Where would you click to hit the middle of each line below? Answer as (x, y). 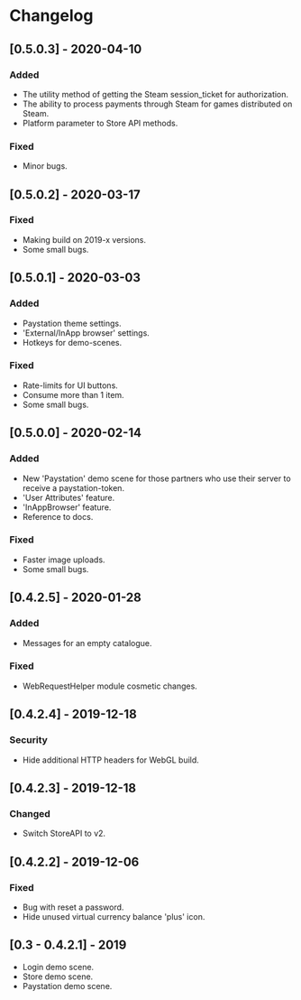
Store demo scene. (58, 977)
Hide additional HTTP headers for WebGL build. (111, 760)
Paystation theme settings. (72, 323)
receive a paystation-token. (73, 487)
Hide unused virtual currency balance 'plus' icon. (114, 916)
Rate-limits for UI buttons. (70, 385)
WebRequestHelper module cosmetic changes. (110, 686)
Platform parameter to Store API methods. (100, 123)
